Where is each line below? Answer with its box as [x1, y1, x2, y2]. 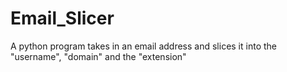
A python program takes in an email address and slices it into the [10, 40, 277, 52]
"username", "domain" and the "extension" [10, 50, 187, 62]
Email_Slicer [10, 7, 115, 30]
